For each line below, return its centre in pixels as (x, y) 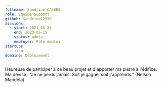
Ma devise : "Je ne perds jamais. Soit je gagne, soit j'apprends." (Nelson (78, 75)
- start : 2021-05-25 (31, 28)
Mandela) (15, 80)
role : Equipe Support (27, 14)
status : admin (28, 37)
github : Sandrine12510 (28, 19)
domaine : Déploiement (27, 55)
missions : (15, 23)
